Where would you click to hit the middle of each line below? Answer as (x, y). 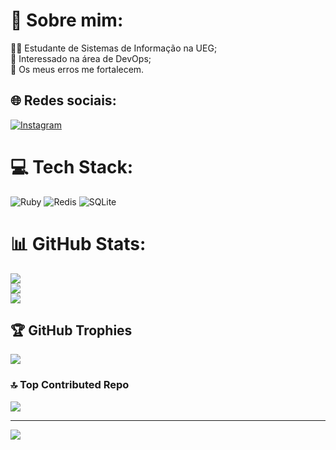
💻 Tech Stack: (72, 166)
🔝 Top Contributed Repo (70, 385)
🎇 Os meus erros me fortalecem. (77, 69)
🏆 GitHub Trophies (71, 330)
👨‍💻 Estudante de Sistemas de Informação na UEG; (114, 48)
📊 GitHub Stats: (78, 243)
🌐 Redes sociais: (63, 100)
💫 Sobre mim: (67, 20)
